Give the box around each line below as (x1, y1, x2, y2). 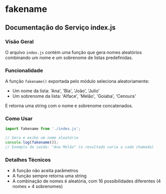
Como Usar (5, 115, 33, 122)
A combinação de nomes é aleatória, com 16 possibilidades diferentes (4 (12, 178, 161, 184)
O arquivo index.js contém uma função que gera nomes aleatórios (5, 49, 142, 55)
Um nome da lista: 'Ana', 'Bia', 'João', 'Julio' (12, 88, 100, 94)
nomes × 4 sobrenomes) (12, 184, 63, 190)
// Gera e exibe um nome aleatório (5, 135, 79, 140)
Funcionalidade (5, 67, 43, 74)
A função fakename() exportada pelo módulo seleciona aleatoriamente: (5, 78, 150, 84)
